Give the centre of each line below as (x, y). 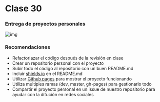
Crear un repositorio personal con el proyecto (58, 63)
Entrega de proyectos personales (45, 24)
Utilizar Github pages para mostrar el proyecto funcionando (72, 78)
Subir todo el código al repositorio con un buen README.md (73, 68)
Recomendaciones (28, 47)
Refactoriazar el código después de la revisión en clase (68, 58)
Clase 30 (24, 9)
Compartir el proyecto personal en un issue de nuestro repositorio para (83, 89)
